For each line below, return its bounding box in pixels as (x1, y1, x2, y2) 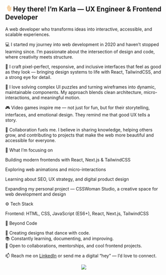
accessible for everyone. (5, 137, 56, 143)
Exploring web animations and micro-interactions (5, 166, 106, 172)
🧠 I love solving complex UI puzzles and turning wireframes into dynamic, (5, 83, 156, 90)
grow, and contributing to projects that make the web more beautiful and (5, 132, 154, 138)
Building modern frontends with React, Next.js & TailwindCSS (5, 156, 131, 162)
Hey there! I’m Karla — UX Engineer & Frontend (13, 5, 162, 13)
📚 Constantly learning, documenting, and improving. (5, 235, 114, 241)
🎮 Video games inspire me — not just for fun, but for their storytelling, (5, 104, 150, 110)
